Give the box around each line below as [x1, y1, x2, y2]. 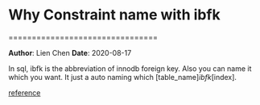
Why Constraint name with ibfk [8, 6, 221, 24]
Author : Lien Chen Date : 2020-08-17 [8, 48, 132, 57]
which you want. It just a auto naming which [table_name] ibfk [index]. [8, 72, 237, 82]
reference [8, 87, 41, 98]
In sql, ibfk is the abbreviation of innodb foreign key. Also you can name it [8, 63, 252, 73]
